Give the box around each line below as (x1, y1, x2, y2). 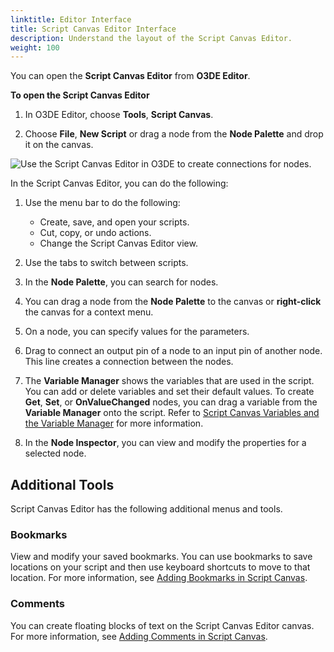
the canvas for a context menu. (24, 306, 154, 318)
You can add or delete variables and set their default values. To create (24, 386, 315, 398)
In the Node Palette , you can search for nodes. (24, 276, 219, 288)
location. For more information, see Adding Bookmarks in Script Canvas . (10, 572, 308, 584)
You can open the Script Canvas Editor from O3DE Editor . (10, 70, 251, 82)
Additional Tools (10, 476, 115, 493)
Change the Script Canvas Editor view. (39, 237, 198, 250)
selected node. (24, 447, 87, 460)
